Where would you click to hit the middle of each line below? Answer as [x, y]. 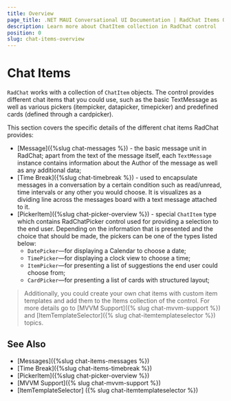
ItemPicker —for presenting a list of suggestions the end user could [122, 265]
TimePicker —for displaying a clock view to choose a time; [109, 258]
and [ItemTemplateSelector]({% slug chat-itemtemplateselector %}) [120, 316]
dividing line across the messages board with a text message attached [117, 200]
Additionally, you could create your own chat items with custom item [121, 294]
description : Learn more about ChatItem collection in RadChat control [112, 26]
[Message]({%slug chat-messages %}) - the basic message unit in [112, 148]
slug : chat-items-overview [46, 39]
